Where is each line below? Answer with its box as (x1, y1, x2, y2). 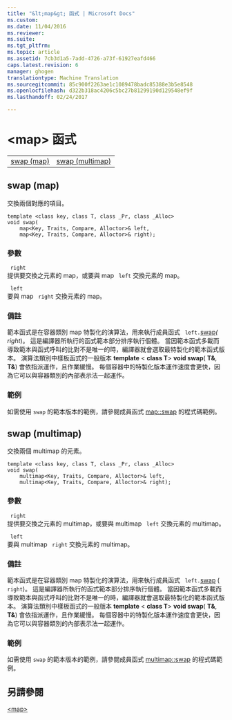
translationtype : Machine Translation (7, 74, 119, 82)
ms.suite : (7, 36, 36, 43)
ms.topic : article (7, 49, 60, 56)
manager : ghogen (7, 68, 54, 75)
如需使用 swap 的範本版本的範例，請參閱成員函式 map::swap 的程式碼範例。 (7, 407, 221, 416)
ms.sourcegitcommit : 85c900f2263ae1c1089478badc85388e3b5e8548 (7, 81, 193, 88)
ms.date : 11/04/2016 (7, 23, 67, 30)
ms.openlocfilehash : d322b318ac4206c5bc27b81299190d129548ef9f (7, 87, 193, 94)
